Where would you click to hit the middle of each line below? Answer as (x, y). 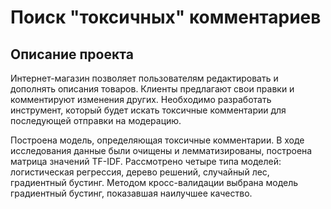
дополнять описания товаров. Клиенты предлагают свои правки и (152, 89)
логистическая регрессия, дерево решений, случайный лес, (140, 172)
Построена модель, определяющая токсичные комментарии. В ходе (157, 140)
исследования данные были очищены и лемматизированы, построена (161, 150)
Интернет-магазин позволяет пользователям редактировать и (144, 78)
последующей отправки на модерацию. (96, 120)
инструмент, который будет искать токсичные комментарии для (148, 110)
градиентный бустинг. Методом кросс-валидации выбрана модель (154, 182)
